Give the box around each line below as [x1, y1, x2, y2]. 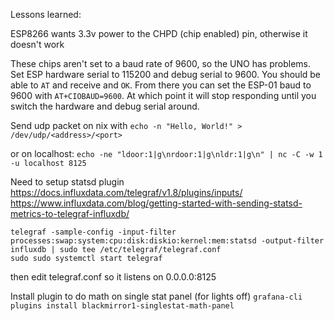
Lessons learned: [10, 9, 82, 20]
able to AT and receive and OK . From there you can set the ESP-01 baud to [10, 79, 312, 91]
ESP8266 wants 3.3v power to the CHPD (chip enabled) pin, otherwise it [10, 28, 308, 39]
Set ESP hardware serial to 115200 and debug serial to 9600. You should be [10, 69, 322, 80]
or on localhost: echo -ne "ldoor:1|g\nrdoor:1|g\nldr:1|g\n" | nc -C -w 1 [10, 148, 323, 159]
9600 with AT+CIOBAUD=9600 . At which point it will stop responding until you [10, 90, 317, 101]
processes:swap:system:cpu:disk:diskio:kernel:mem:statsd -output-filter [10, 236, 325, 246]
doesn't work [10, 39, 65, 50]
